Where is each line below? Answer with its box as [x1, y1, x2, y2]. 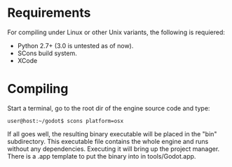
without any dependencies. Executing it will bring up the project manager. [7, 145, 220, 153]
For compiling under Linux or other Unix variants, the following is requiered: [7, 28, 226, 36]
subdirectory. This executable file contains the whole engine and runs [7, 137, 209, 145]
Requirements [7, 5, 91, 21]
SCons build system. [17, 49, 77, 57]
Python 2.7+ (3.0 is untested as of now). [17, 41, 134, 50]
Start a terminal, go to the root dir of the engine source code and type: [7, 103, 210, 112]
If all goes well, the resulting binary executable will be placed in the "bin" [7, 129, 217, 138]
